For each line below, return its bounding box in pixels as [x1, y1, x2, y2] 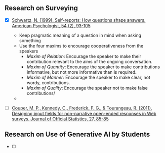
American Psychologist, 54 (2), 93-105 [11, 22, 91, 29]
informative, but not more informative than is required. [26, 69, 137, 75]
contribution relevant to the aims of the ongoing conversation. [26, 58, 153, 64]
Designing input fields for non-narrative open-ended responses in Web [11, 110, 157, 116]
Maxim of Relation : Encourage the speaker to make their [26, 53, 141, 59]
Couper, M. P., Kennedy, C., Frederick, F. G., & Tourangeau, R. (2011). [11, 105, 153, 111]
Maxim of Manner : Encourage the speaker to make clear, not [26, 74, 151, 80]
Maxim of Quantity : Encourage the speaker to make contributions [26, 64, 160, 70]
